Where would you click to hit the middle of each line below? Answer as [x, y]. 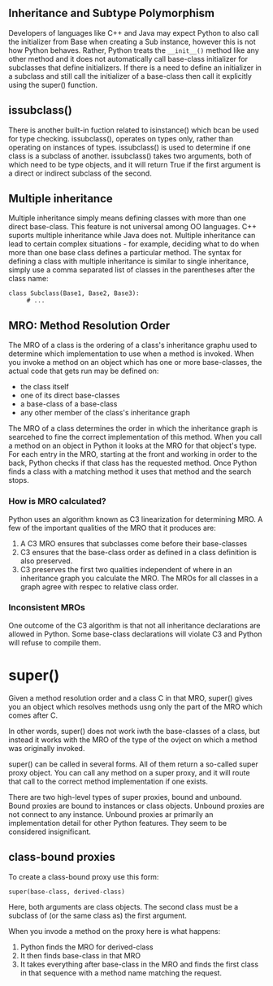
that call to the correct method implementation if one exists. [108, 781]
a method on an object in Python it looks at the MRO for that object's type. [133, 445]
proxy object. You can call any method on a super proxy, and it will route [129, 772]
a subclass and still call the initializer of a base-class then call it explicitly [130, 76]
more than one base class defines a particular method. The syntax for [125, 253]
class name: [28, 279]
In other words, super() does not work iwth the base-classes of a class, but [134, 731]
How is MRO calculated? [58, 502]
